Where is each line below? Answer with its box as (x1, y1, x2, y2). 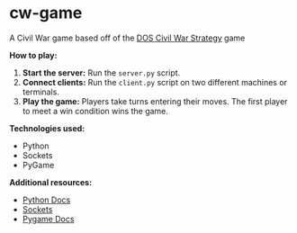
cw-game (9, 3, 83, 23)
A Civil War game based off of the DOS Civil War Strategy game (9, 32, 246, 43)
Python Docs (22, 194, 71, 205)
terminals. (22, 86, 60, 97)
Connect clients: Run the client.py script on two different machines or (22, 76, 288, 87)
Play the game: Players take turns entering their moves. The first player (22, 95, 288, 106)
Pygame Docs (22, 213, 75, 224)
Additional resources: (9, 176, 93, 187)
